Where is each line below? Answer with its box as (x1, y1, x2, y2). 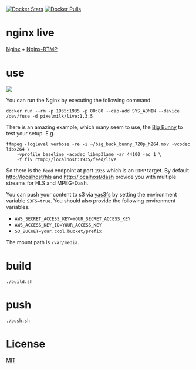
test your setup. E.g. (6, 129, 55, 137)
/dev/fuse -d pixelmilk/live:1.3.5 (6, 113, 93, 119)
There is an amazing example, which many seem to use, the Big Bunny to (6, 124, 183, 131)
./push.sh (6, 318, 31, 324)
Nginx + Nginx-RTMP (6, 45, 58, 52)
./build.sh (6, 278, 33, 285)
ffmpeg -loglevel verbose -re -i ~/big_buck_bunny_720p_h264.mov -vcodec (6, 141, 191, 147)
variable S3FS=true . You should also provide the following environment (6, 197, 176, 204)
